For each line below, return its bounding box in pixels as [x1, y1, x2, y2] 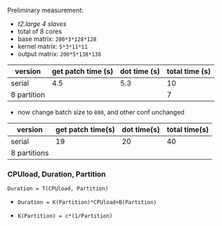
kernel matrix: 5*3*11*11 [17, 42, 88, 50]
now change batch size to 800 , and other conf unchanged [17, 108, 185, 116]
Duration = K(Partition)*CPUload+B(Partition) [17, 199, 157, 206]
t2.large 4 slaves [17, 20, 67, 28]
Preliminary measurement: [7, 6, 84, 14]
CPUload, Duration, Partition [7, 169, 106, 179]
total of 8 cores [17, 28, 62, 35]
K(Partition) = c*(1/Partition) [17, 213, 113, 220]
